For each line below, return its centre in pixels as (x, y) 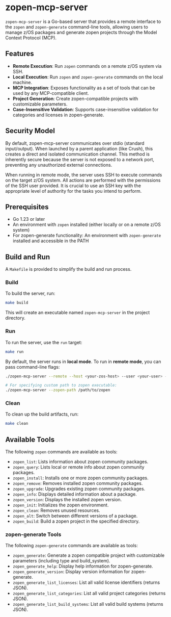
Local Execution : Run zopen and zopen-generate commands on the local (88, 77)
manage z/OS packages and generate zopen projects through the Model (81, 32)
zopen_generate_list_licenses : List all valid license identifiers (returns (86, 582)
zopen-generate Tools (33, 534)
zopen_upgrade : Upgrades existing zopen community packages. (79, 489)
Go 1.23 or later (29, 219)
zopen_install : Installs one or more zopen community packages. (80, 478)
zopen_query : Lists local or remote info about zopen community (78, 467)
